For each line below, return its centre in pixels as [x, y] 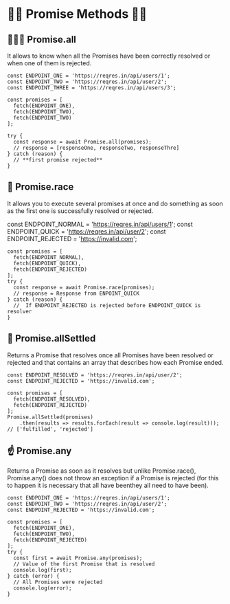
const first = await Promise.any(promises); [78, 558]
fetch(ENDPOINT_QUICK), [47, 263]
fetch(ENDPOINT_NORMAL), [49, 257]
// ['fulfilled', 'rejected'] [50, 429]
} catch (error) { [33, 577]
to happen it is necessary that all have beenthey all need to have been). [108, 485]
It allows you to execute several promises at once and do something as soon [115, 203]
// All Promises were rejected [58, 582]
